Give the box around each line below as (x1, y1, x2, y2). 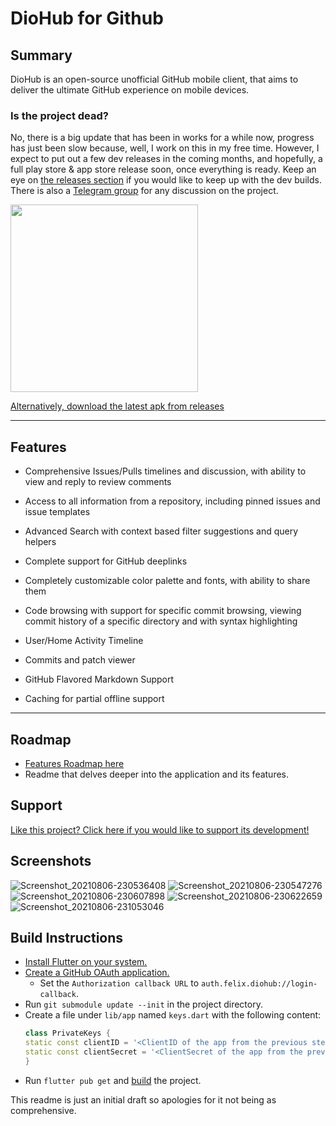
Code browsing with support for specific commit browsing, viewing (24, 605, 302, 617)
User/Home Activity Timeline (24, 635, 144, 647)
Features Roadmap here (24, 757, 125, 769)
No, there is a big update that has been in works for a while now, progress (10, 132, 315, 144)
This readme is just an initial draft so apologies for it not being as (10, 1093, 277, 1106)
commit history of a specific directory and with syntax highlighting (24, 615, 298, 627)
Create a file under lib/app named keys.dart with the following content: (24, 1009, 322, 1021)
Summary (10, 47, 73, 64)
